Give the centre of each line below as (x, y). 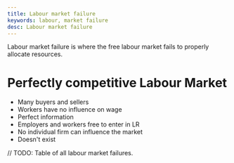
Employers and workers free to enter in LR (78, 124)
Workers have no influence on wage (70, 110)
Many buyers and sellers (53, 102)
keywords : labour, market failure (58, 20)
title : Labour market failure (52, 14)
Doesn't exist (37, 139)
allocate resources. (35, 54)
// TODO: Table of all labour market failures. (70, 153)
